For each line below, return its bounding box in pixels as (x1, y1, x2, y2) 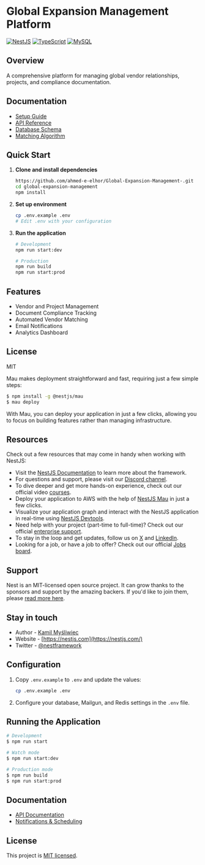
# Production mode (6, 766, 53, 772)
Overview (6, 55, 45, 66)
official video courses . (15, 488, 72, 496)
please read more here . (6, 595, 65, 602)
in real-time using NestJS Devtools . (15, 515, 105, 522)
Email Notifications (15, 322, 63, 329)
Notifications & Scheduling (15, 818, 83, 825)
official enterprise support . (15, 528, 83, 535)
